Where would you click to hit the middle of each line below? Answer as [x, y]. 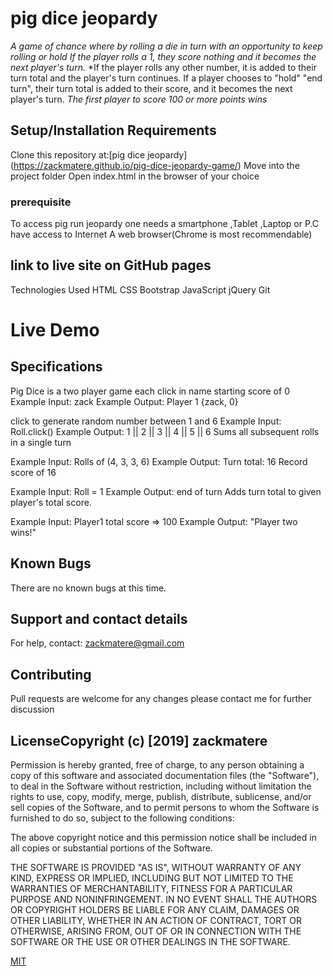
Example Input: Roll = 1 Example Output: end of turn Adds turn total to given [166, 491]
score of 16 [33, 472]
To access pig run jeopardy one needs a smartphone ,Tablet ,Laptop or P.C [165, 224]
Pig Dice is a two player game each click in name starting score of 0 [150, 391]
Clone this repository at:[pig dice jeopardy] [99, 154]
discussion [32, 709]
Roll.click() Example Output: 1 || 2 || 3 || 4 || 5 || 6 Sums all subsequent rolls [165, 431]
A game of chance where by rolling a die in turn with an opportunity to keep [166, 46]
